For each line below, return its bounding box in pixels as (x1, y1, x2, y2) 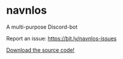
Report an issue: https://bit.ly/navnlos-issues (6, 35, 117, 42)
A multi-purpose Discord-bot (6, 23, 78, 30)
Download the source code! (6, 46, 75, 54)
